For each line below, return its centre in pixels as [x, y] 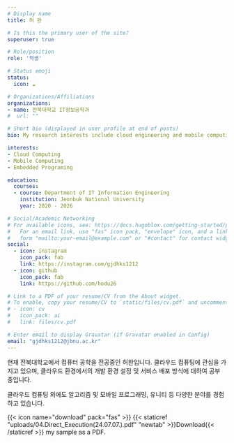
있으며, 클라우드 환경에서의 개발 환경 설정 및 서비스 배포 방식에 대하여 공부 [120, 370]
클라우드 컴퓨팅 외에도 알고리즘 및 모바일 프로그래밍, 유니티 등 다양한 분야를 [109, 394]
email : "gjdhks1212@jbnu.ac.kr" [54, 341]
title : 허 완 [25, 20]
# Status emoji [29, 71]
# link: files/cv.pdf [42, 322]
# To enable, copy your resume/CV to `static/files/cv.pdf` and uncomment [118, 303]
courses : [26, 187]
